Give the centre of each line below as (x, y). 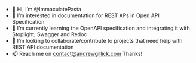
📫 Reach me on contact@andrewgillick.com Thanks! (77, 54)
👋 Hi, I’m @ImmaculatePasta (47, 9)
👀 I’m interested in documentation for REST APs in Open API (86, 15)
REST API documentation (43, 47)
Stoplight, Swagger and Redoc (49, 34)
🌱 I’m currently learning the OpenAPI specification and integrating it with (101, 28)
